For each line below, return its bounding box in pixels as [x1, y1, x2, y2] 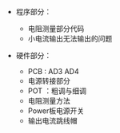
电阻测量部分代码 [27, 24, 85, 33]
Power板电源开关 [27, 106, 85, 115]
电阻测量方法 [27, 96, 70, 105]
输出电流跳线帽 [27, 116, 78, 125]
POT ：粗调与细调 [27, 86, 86, 96]
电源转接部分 [27, 76, 70, 85]
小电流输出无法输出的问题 [27, 34, 113, 43]
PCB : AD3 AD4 [27, 67, 79, 76]
